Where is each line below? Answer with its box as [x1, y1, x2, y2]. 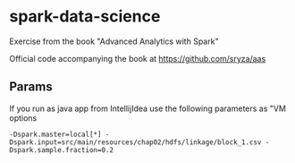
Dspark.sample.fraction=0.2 [9, 145, 114, 154]
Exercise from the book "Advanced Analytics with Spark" [9, 36, 219, 47]
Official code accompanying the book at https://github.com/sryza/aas [9, 53, 266, 64]
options [9, 112, 38, 123]
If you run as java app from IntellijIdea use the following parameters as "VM [9, 103, 286, 114]
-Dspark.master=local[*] [9, 130, 102, 139]
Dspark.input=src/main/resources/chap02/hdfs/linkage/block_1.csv [9, 137, 262, 147]
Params [9, 79, 53, 95]
